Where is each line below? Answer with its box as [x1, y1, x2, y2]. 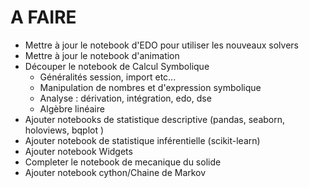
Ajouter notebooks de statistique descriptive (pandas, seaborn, [24, 113, 286, 125]
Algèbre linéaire [39, 102, 105, 115]
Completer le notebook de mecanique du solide [24, 156, 222, 168]
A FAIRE [10, 6, 77, 29]
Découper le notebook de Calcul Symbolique [24, 60, 210, 72]
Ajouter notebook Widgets [24, 145, 133, 157]
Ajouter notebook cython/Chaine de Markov [24, 166, 207, 178]
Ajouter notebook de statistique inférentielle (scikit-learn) [24, 134, 261, 146]
